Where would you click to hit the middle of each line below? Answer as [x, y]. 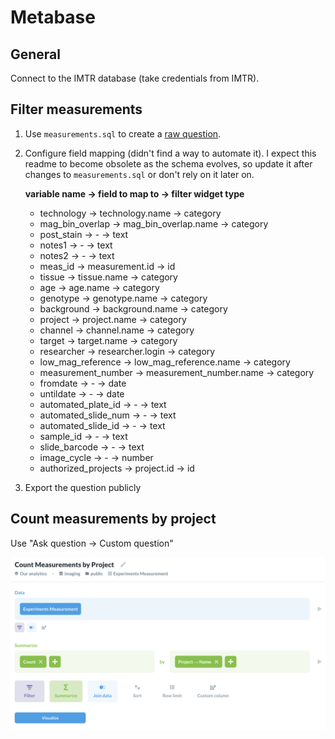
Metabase [53, 17]
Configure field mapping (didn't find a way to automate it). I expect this [170, 153]
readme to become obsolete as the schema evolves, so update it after [168, 163]
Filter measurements [76, 109]
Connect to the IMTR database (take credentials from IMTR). [135, 78]
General [36, 54]
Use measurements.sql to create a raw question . [123, 133]
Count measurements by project [113, 519]
